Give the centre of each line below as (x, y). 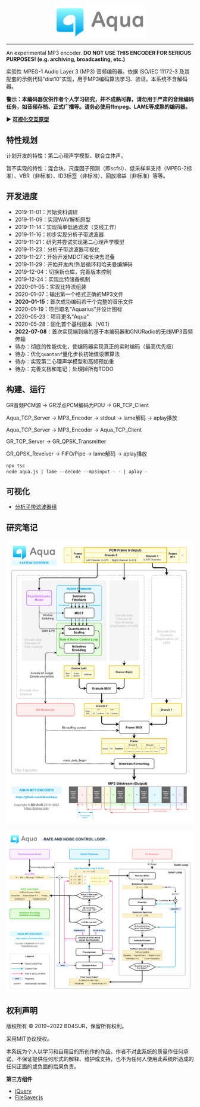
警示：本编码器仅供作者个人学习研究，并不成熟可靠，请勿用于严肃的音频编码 (100, 99)
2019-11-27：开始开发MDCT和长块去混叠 (65, 256)
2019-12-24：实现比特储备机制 (52, 279)
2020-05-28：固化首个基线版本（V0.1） (64, 324)
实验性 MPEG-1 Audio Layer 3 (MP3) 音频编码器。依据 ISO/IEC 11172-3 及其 (98, 72)
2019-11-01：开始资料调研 (46, 212)
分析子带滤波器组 (36, 507)
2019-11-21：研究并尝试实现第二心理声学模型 (70, 241)
